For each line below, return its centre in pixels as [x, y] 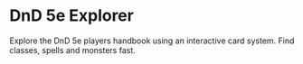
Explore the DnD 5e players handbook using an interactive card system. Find [152, 41]
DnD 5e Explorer [71, 16]
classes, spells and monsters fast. [72, 50]
